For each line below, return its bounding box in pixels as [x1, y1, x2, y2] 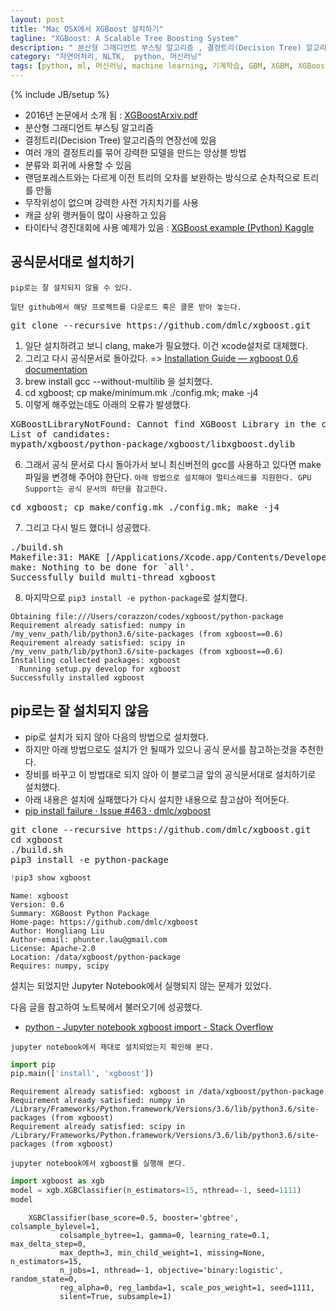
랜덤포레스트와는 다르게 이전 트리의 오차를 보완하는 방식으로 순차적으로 [24, 172, 301, 183]
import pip [10, 1059, 56, 1070]
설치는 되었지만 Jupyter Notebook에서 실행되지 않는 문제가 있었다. [10, 979, 272, 991]
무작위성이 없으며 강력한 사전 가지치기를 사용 [24, 197, 200, 208]
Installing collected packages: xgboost [10, 655, 182, 665]
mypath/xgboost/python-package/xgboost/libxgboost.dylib [10, 438, 296, 450]
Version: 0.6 [10, 899, 65, 910]
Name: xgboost [10, 891, 70, 901]
